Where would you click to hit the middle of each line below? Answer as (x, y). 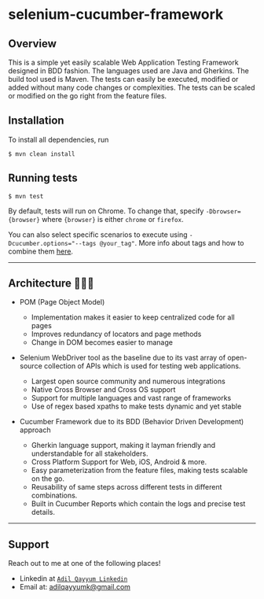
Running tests (43, 178)
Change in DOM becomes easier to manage (102, 342)
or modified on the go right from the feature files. (88, 96)
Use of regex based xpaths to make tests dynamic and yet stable (136, 406)
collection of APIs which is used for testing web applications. (142, 366)
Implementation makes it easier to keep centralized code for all (133, 317)
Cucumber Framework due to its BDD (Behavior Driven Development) (132, 422)
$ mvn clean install (42, 154)
